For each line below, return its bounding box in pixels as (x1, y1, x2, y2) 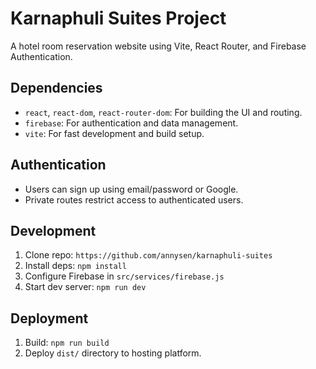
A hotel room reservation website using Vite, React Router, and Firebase (10, 40, 307, 52)
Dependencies (10, 80, 103, 97)
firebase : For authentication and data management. (24, 117, 239, 129)
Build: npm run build (24, 337, 110, 349)
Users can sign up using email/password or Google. (24, 183, 239, 195)
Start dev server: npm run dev (24, 281, 147, 293)
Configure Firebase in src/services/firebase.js (24, 270, 225, 282)
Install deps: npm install (24, 260, 127, 272)
